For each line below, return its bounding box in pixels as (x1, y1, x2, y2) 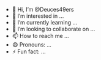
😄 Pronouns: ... (12, 41, 52, 48)
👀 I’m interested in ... (12, 12, 64, 20)
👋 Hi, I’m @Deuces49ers (12, 6, 75, 13)
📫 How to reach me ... (12, 32, 69, 39)
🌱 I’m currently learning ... (12, 19, 78, 26)
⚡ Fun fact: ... (12, 48, 46, 55)
